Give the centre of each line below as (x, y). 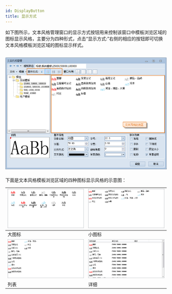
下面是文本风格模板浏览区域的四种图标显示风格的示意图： (66, 180)
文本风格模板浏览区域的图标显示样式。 (46, 45)
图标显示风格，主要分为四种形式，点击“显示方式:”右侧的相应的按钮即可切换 (84, 38)
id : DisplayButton (25, 11)
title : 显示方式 (21, 16)
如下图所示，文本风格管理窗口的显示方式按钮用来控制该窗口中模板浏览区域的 (86, 32)
